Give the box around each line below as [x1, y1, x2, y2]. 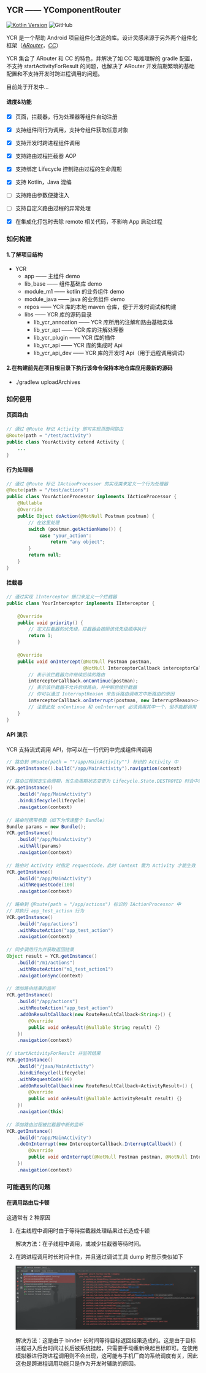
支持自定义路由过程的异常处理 [15, 205, 91, 212]
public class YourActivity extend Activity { [6, 439, 124, 445]
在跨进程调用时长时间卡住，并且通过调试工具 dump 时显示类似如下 [15, 1253, 184, 1260]
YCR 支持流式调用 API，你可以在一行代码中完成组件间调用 [6, 746, 153, 753]
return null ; [28, 552, 62, 558]
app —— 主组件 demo [24, 272, 80, 280]
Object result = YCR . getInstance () [6, 953, 97, 960]
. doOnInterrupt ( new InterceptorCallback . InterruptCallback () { [17, 1141, 183, 1148]
